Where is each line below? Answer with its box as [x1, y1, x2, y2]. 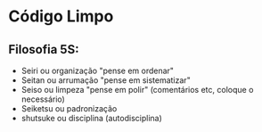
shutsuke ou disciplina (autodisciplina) [20, 113, 162, 123]
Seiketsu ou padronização [20, 103, 118, 113]
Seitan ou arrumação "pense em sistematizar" [20, 75, 191, 86]
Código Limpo [8, 6, 114, 27]
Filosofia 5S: [8, 42, 79, 57]
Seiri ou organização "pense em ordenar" [20, 65, 175, 76]
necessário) [20, 94, 66, 104]
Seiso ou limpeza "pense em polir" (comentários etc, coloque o [20, 85, 254, 95]
